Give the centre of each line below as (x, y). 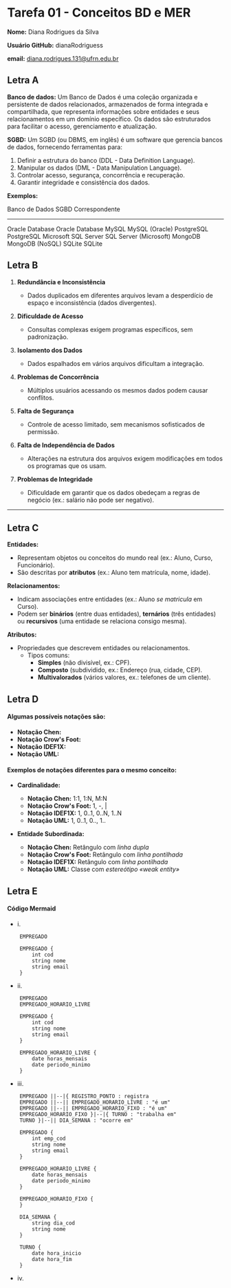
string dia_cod (54, 1223)
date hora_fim (52, 1259)
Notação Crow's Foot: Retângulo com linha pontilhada (105, 855)
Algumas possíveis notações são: (56, 716)
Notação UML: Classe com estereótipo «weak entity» (103, 869)
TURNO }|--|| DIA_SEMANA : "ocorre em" (77, 1120)
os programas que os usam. (67, 466)
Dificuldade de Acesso (50, 316)
